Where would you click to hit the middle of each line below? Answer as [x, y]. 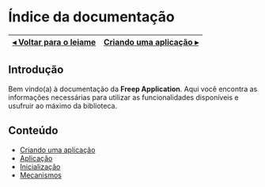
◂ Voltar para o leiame [54, 42]
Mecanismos [40, 175]
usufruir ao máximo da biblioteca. [62, 105]
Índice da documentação [92, 17]
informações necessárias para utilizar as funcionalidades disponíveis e [123, 97]
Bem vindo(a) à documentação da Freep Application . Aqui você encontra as [133, 89]
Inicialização [40, 166]
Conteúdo [33, 131]
